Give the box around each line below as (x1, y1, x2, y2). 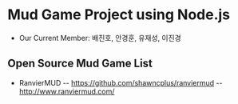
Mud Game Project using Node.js (7, 6, 231, 24)
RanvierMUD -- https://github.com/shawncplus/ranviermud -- (18, 78, 223, 87)
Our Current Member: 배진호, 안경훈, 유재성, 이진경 (18, 33, 181, 42)
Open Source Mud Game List (7, 57, 153, 70)
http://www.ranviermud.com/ (18, 86, 115, 96)
